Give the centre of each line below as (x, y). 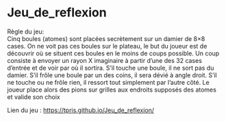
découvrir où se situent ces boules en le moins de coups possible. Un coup (113, 53)
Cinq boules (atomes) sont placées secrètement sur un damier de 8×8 (106, 38)
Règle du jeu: (26, 31)
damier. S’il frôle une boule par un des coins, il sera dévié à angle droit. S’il (112, 75)
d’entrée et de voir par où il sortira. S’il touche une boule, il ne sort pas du (111, 68)
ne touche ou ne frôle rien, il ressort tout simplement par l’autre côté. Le (109, 82)
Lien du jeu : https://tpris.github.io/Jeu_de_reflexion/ (81, 110)
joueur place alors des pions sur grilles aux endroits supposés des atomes (112, 90)
